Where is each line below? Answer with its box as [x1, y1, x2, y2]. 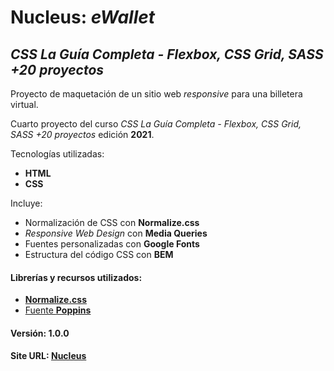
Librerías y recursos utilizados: [10, 271, 143, 283]
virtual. [10, 99, 39, 110]
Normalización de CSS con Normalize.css [24, 217, 200, 228]
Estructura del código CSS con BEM [24, 249, 174, 260]
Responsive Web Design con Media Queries [24, 227, 208, 239]
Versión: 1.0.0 [10, 327, 70, 339]
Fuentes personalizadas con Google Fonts [24, 238, 200, 250]
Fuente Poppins [24, 304, 92, 316]
